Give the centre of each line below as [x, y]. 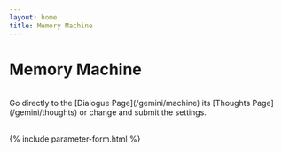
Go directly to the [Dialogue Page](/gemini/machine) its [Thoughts [130, 103]
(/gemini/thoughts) [43, 112]
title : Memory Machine [51, 26]
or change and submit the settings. [143, 112]
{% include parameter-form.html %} [75, 139]
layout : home [33, 17]
